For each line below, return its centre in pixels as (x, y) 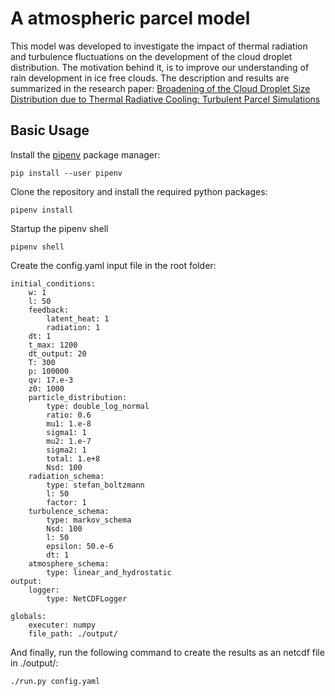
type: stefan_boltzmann (95, 485)
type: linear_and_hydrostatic (109, 572)
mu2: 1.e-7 (69, 441)
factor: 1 (66, 502)
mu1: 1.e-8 (69, 423)
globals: (28, 616)
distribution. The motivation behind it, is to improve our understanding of (160, 67)
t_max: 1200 (53, 345)
